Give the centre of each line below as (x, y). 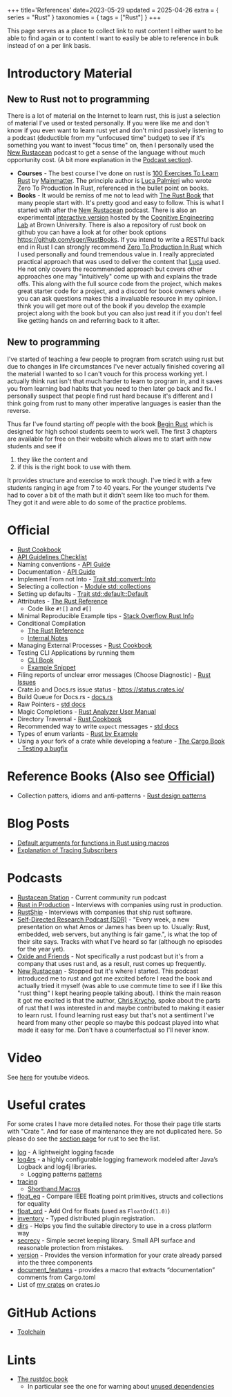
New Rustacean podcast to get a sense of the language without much (106, 152)
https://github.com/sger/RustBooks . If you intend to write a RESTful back (120, 239)
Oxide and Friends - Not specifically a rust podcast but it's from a (110, 956)
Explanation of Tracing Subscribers (67, 850)
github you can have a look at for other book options (92, 232)
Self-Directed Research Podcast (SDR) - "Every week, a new (103, 919)
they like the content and (52, 459)
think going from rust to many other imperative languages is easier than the (114, 403)
